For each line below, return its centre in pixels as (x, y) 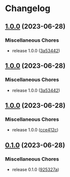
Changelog (28, 8)
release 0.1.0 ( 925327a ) (35, 169)
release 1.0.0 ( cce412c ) (35, 130)
